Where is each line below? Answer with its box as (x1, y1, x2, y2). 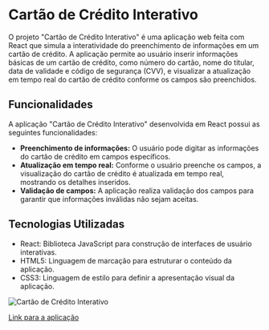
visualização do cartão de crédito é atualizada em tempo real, (19, 168, 225, 178)
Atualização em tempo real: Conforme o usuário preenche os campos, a (19, 160, 262, 170)
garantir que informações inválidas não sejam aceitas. (19, 194, 199, 203)
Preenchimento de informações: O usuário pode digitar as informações (19, 143, 259, 153)
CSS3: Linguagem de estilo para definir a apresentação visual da (19, 272, 235, 282)
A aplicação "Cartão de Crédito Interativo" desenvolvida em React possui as (8, 119, 260, 129)
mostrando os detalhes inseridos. (19, 177, 131, 187)
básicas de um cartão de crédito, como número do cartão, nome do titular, (8, 58, 255, 67)
